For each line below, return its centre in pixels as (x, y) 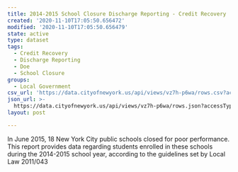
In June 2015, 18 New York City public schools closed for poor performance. (119, 139)
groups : (19, 80)
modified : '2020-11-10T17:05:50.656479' (68, 27)
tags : (15, 47)
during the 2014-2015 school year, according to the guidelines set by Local (116, 154)
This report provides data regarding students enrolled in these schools (110, 147)
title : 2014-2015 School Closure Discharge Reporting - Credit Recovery (117, 14)
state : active (28, 34)
